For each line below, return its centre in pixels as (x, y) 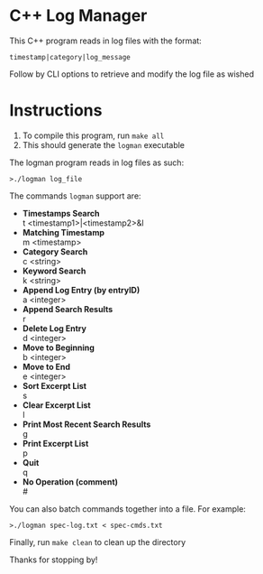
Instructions (56, 111)
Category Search (55, 251)
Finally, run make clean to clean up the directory (98, 542)
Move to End (46, 366)
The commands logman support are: (75, 196)
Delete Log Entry (54, 328)
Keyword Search (54, 271)
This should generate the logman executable (104, 144)
